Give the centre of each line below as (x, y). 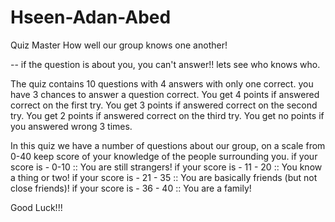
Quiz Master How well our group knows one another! (119, 45)
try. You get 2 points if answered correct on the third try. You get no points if (167, 115)
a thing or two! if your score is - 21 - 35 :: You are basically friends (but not (164, 177)
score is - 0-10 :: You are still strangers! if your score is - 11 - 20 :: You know (166, 167)
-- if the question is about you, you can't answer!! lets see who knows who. (165, 64)
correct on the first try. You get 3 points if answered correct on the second (164, 105)
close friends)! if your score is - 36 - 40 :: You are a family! (131, 188)
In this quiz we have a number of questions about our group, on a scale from (168, 145)
